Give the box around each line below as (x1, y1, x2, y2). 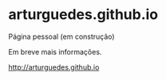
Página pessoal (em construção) (8, 32, 115, 41)
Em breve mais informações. (8, 47, 102, 56)
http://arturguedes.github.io (8, 62, 100, 72)
